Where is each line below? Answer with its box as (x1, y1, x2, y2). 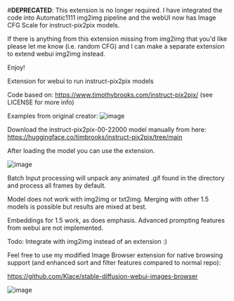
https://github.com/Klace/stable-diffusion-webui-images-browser (7, 272, 198, 281)
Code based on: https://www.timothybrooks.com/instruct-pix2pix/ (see (7, 91, 213, 99)
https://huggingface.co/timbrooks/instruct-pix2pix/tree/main (7, 133, 183, 141)
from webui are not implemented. (7, 223, 104, 232)
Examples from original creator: (7, 112, 98, 120)
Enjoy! (7, 63, 26, 71)
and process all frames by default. (7, 181, 107, 190)
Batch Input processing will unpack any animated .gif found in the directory (7, 174, 225, 182)
